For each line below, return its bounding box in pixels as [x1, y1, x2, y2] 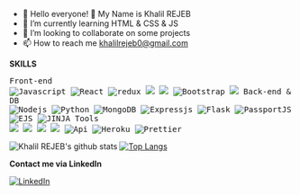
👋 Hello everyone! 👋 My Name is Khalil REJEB [22, 9, 191, 19]
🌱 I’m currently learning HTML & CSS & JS [22, 18, 178, 29]
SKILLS [9, 58, 38, 69]
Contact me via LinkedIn [9, 158, 102, 169]
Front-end [9, 76, 52, 85]
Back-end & [242, 86, 291, 96]
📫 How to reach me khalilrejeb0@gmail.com [22, 38, 189, 49]
